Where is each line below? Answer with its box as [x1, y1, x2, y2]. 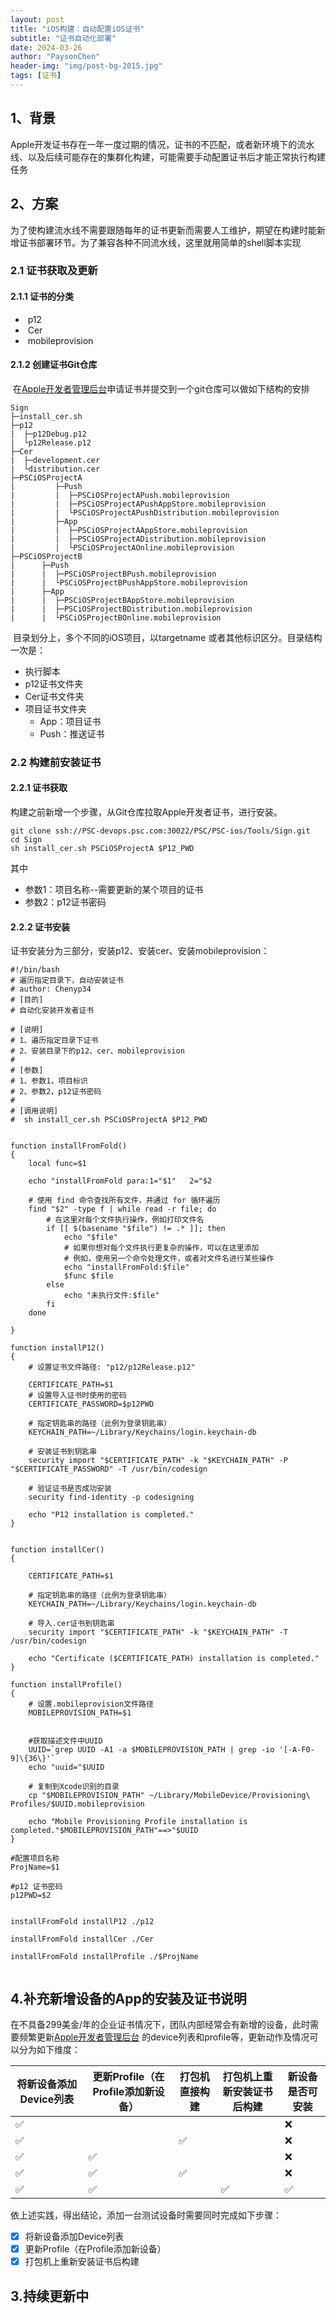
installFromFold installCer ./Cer [10, 1934, 155, 1945]
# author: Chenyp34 [10, 984, 92, 995]
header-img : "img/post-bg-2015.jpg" [10, 61, 163, 71]
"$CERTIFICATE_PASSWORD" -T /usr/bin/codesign [10, 1464, 208, 1475]
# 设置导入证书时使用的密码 [28, 1391, 127, 1401]
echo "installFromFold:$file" [63, 1262, 190, 1273]
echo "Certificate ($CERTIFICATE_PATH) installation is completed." [28, 1654, 320, 1664]
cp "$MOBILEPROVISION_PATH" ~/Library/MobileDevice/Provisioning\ [28, 1791, 311, 1801]
